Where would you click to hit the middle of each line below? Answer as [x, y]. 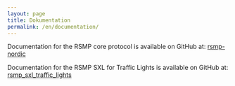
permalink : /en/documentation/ [53, 27]
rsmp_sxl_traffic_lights [39, 75]
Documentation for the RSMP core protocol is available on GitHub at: [107, 47]
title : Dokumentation [39, 20]
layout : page [26, 14]
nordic [17, 54]
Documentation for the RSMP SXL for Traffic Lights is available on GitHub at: [118, 68]
